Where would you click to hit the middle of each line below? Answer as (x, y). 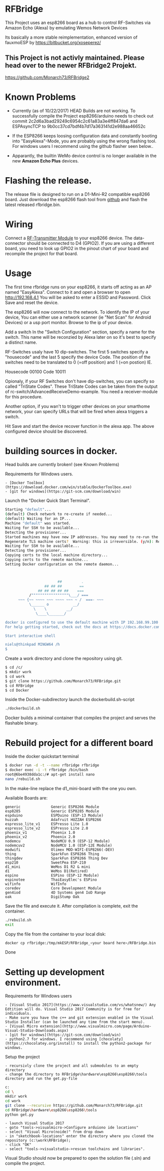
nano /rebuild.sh (23, 779)
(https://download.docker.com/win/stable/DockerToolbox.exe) (69, 487)
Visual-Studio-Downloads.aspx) (37, 1031)
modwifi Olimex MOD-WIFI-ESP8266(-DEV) (60, 850)
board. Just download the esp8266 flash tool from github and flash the (76, 199)
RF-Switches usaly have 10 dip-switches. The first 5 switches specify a (77, 351)
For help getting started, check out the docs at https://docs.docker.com (83, 627)
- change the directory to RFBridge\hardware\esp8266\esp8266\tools (76, 1075)
